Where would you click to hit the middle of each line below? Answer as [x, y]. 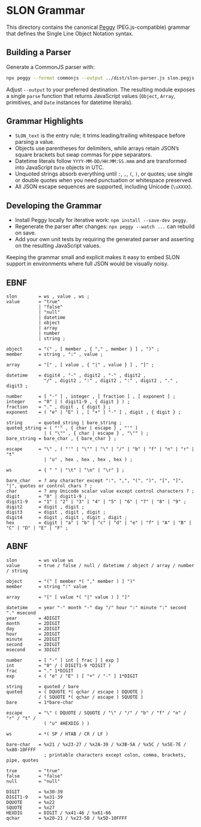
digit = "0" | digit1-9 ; [46, 497]
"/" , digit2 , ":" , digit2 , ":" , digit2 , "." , [111, 381]
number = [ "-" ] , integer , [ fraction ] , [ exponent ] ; [91, 397]
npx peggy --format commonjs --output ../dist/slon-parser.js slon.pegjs [100, 78]
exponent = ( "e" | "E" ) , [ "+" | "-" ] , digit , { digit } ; [94, 413]
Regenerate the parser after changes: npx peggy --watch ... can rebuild [105, 227]
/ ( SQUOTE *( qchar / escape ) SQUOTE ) [91, 697]
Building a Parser [39, 53]
